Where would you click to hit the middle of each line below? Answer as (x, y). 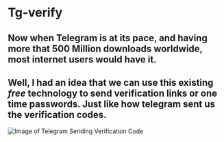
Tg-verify (35, 13)
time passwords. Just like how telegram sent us (111, 104)
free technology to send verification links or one (113, 93)
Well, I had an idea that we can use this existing (111, 83)
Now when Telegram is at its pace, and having (108, 38)
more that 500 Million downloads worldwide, (105, 48)
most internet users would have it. (82, 59)
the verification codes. (57, 115)
